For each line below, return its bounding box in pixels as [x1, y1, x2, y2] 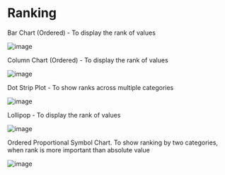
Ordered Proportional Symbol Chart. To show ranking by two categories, [7, 138, 218, 147]
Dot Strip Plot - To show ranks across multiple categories [7, 83, 174, 91]
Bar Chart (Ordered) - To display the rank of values [7, 28, 156, 37]
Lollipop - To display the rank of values [7, 111, 121, 119]
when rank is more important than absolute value [7, 145, 150, 154]
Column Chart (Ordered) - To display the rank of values [7, 55, 168, 64]
